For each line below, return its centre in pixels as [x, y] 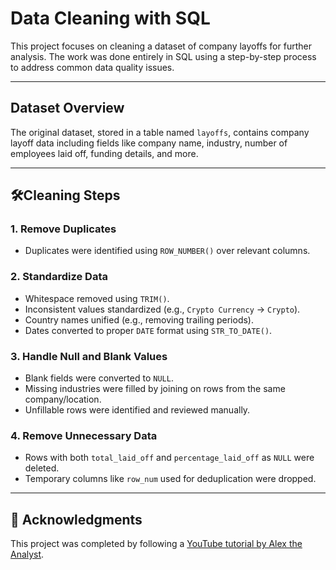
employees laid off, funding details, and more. [104, 153]
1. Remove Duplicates [63, 229]
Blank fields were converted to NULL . [99, 378]
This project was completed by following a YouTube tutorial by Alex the [156, 544]
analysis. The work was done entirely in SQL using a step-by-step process [163, 56]
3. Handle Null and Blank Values [89, 356]
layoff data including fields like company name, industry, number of [149, 143]
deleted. [42, 468]
